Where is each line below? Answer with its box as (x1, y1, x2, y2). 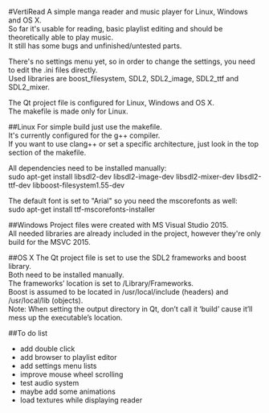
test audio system (19, 378, 79, 387)
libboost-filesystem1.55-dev (32, 180, 125, 190)
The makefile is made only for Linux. (8, 106, 128, 116)
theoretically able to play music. (8, 32, 114, 42)
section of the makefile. (8, 148, 87, 157)
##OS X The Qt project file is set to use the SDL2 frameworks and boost (8, 253, 247, 262)
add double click (19, 344, 75, 353)
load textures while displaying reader (19, 395, 143, 405)
